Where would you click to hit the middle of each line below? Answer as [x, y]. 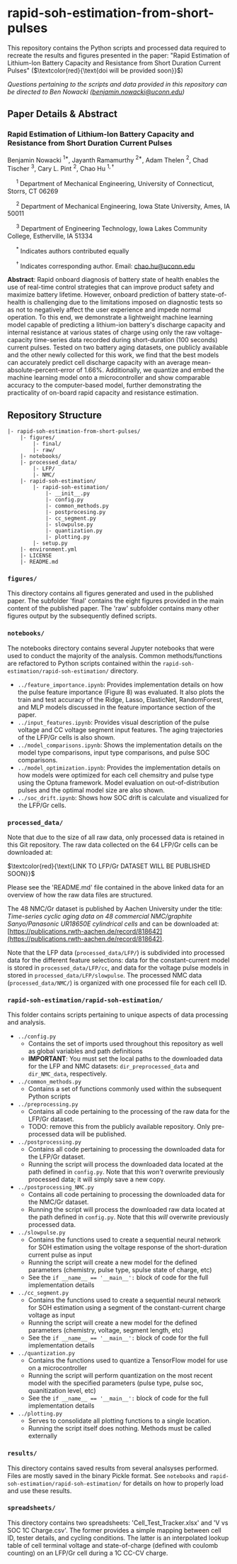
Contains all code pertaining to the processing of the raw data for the [129, 1112]
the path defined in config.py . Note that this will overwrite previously [128, 1217]
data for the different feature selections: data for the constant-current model [118, 960]
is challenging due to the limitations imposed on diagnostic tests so [125, 302]
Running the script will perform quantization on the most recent [120, 1376]
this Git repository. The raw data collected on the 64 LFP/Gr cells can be [112, 844]
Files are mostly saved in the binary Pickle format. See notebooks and [108, 1475]
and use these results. [40, 1491]
